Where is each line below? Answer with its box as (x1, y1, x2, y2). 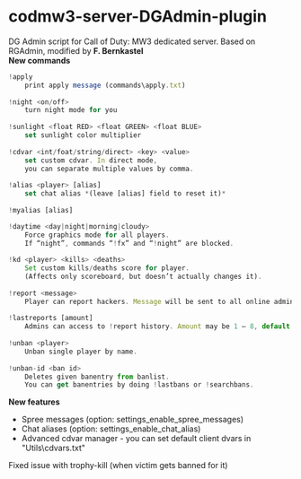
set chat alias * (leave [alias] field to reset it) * (24, 189, 226, 198)
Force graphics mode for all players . (24, 231, 170, 239)
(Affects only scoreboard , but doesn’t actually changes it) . (24, 272, 262, 282)
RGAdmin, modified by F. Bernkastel (8, 45, 144, 56)
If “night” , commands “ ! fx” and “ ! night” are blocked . (24, 239, 235, 248)
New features (8, 396, 60, 407)
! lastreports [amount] (8, 314, 93, 323)
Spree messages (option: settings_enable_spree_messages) (21, 414, 244, 425)
